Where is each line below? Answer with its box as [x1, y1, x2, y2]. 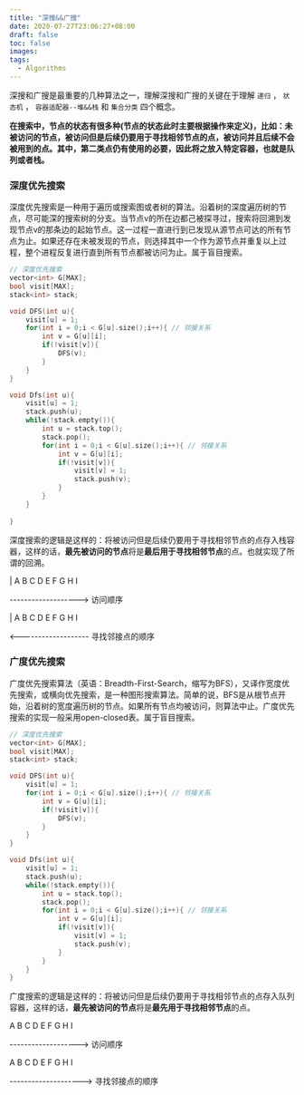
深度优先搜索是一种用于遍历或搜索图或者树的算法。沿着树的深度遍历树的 [9, 201, 279, 213]
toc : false [9, 38, 51, 48]
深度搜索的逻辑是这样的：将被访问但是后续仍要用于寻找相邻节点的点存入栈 [9, 534, 287, 545]
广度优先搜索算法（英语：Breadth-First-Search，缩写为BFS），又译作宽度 [9, 677, 282, 689]
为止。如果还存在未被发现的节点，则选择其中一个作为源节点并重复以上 [16, 236, 279, 247]
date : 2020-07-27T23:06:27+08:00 [9, 22, 136, 31]
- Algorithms [17, 64, 67, 73]
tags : [9, 55, 30, 64]
